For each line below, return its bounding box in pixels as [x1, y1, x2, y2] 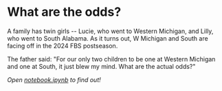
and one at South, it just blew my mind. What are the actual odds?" [7, 62, 196, 70]
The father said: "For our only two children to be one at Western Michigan [7, 54, 216, 63]
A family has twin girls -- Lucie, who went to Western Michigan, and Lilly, [7, 27, 214, 35]
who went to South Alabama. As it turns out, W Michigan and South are [7, 34, 208, 42]
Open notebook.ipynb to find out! [7, 75, 101, 83]
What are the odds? [7, 4, 122, 20]
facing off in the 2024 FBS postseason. [7, 41, 118, 50]
